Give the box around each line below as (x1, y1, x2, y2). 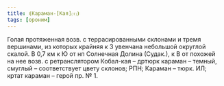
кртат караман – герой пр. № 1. (7, 71, 98, 79)
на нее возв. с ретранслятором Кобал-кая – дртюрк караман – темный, (7, 57, 217, 65)
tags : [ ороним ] (7, 16, 51, 23)
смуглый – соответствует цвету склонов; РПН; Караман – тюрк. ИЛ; (7, 64, 207, 72)
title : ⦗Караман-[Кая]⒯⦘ (7, 10, 80, 17)
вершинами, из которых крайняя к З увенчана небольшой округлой (7, 42, 206, 51)
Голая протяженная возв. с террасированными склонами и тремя (7, 35, 201, 43)
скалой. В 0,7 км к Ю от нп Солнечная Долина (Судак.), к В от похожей (7, 49, 216, 58)
